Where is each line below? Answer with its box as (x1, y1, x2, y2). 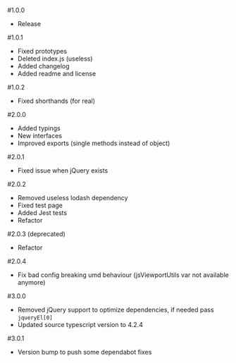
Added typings (17, 124, 61, 133)
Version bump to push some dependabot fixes (17, 348, 152, 356)
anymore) (17, 278, 46, 286)
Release (17, 20, 41, 27)
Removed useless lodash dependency (17, 194, 128, 202)
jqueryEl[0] (17, 314, 53, 321)
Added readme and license (17, 70, 97, 78)
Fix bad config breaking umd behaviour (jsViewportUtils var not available (17, 271, 229, 279)
